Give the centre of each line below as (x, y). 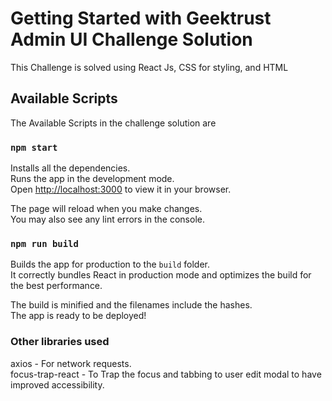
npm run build (44, 243)
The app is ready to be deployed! (78, 316)
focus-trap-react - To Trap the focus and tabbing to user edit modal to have (166, 374)
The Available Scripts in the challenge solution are (113, 123)
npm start (34, 147)
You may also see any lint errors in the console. (107, 219)
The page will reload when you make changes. (106, 209)
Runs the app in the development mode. (92, 179)
